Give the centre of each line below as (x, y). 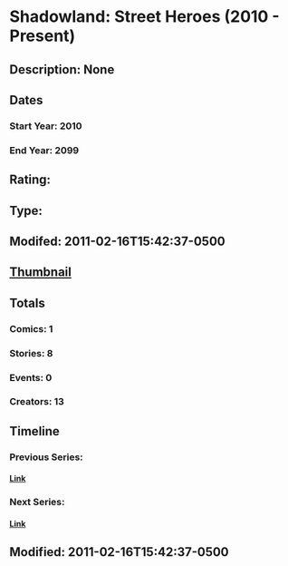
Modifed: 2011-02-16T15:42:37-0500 (117, 241)
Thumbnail (41, 273)
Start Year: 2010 (46, 126)
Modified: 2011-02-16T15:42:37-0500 (119, 552)
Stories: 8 (31, 353)
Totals (27, 303)
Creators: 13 (37, 402)
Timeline (35, 431)
